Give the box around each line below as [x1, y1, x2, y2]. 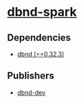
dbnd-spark [7, 4, 77, 20]
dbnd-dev [17, 88, 46, 97]
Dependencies [7, 32, 71, 44]
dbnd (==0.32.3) [17, 50, 65, 58]
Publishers [7, 70, 54, 82]
